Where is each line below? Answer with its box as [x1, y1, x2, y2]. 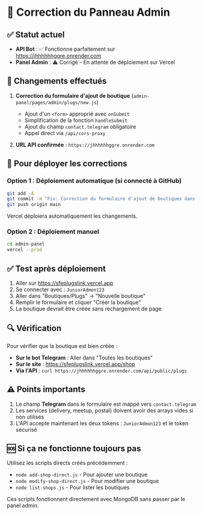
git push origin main [7, 201, 61, 207]
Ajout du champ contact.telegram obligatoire [24, 123, 136, 130]
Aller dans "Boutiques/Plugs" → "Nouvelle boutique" [15, 292, 146, 299]
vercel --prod [7, 247, 43, 253]
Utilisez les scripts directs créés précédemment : [7, 460, 128, 467]
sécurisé [15, 426, 37, 433]
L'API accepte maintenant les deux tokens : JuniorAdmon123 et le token [15, 419, 189, 427]
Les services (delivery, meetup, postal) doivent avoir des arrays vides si [15, 406, 194, 414]
